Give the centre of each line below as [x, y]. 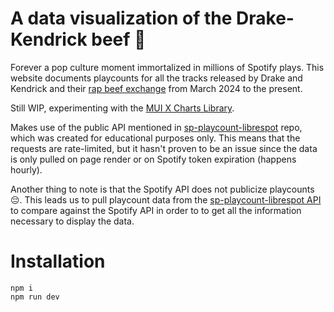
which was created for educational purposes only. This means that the [155, 138]
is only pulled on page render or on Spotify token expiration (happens [153, 159]
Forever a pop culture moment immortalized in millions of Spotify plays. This [167, 67]
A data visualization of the [121, 18]
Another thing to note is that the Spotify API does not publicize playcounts [162, 189]
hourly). [26, 169]
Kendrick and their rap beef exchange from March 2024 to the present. [156, 88]
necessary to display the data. [72, 221]
